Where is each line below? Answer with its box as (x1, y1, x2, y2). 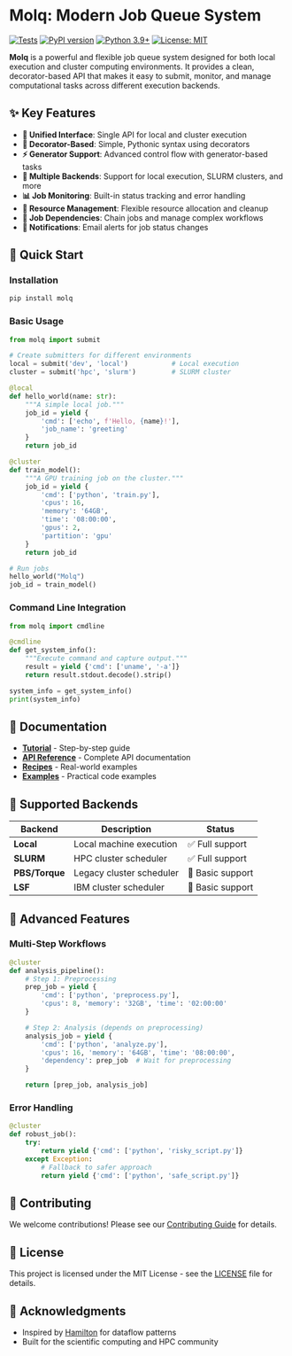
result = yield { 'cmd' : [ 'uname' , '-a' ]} (25, 662, 180, 672)
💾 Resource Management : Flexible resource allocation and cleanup (21, 203, 269, 214)
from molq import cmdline (9, 621, 104, 630)
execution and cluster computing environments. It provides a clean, (9, 61, 255, 72)
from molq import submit (9, 335, 101, 344)
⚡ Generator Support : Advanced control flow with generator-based (21, 148, 268, 160)
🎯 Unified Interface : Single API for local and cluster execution (21, 129, 248, 140)
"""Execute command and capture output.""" (25, 654, 188, 663)
